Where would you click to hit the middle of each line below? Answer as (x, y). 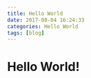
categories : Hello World (43, 26)
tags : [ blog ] (26, 33)
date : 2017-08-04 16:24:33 (46, 20)
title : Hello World (35, 13)
